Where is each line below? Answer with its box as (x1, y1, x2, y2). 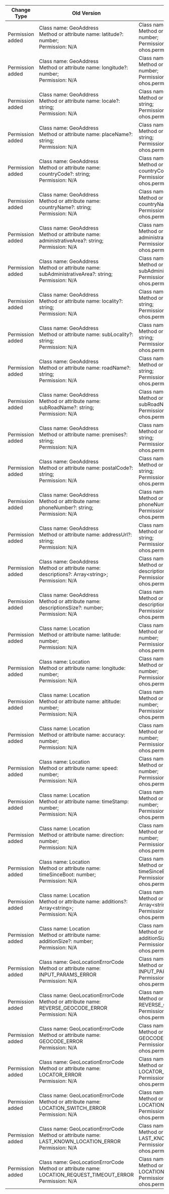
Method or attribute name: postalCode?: (39, 464, 133, 471)
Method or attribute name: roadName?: (39, 365, 131, 371)
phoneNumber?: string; (39, 504, 94, 511)
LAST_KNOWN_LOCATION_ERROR (39, 1138, 121, 1145)
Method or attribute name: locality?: (39, 298, 123, 304)
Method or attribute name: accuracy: (39, 731, 126, 738)
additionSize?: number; (39, 938, 94, 945)
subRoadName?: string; (39, 404, 95, 411)
